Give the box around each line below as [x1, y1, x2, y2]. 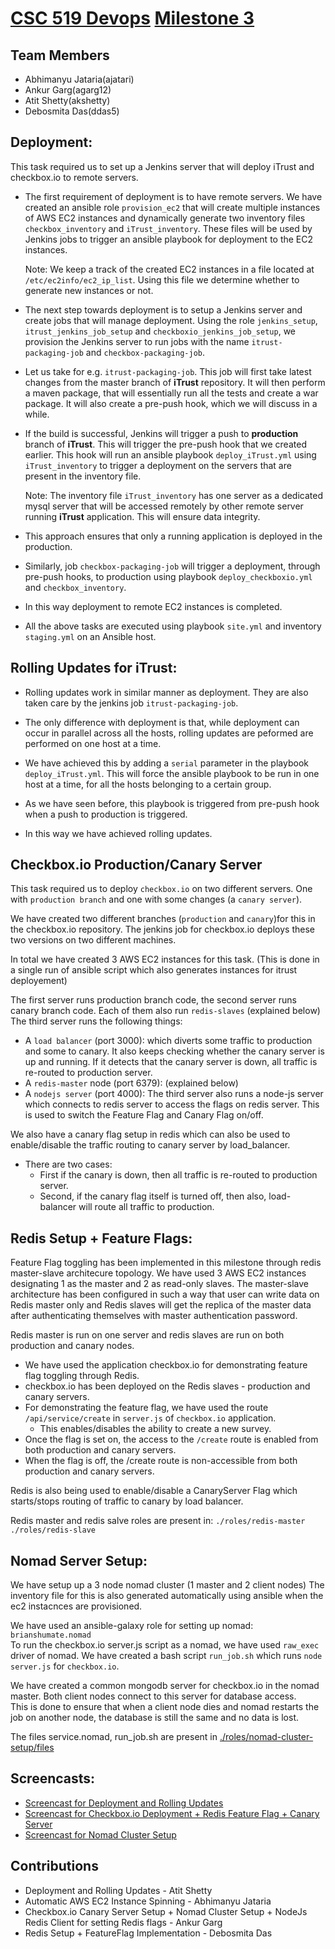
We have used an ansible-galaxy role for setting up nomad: [10, 1620, 254, 1632]
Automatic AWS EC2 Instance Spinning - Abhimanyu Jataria [24, 1895, 272, 1907]
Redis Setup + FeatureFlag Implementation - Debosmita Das [24, 1927, 273, 1939]
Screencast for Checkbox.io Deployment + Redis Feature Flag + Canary [24, 1807, 320, 1819]
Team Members [10, 47, 110, 64]
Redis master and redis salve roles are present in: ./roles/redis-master [10, 1515, 306, 1527]
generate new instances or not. [24, 284, 154, 296]
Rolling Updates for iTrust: [10, 660, 178, 677]
